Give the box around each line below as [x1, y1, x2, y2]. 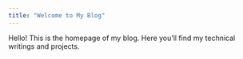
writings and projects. [8, 41, 80, 51]
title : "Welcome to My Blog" [8, 11, 106, 20]
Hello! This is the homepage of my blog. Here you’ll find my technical [8, 33, 236, 42]
